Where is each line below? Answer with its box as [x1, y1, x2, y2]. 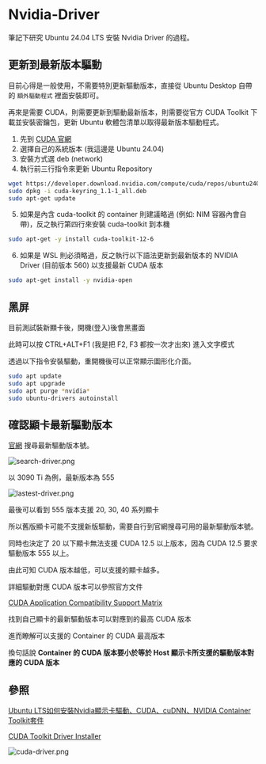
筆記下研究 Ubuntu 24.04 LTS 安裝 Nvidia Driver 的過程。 [8, 32, 194, 42]
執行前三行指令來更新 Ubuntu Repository [19, 164, 153, 173]
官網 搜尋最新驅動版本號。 [8, 441, 93, 450]
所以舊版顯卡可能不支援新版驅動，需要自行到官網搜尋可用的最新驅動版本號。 [8, 522, 258, 531]
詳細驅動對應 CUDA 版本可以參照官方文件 [8, 582, 143, 591]
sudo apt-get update [8, 194, 77, 203]
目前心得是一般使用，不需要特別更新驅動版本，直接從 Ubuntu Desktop [8, 81, 237, 90]
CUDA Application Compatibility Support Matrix [8, 598, 163, 607]
